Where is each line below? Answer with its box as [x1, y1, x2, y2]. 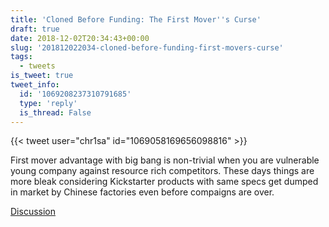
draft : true [10, 24, 60, 34]
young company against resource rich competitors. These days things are [10, 165, 315, 177]
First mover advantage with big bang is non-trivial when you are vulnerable [10, 154, 320, 166]
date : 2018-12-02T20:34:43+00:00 [10, 33, 150, 43]
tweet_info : [10, 80, 60, 90]
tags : [10, 52, 33, 62]
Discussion [10, 206, 56, 218]
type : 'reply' [19, 98, 78, 108]
